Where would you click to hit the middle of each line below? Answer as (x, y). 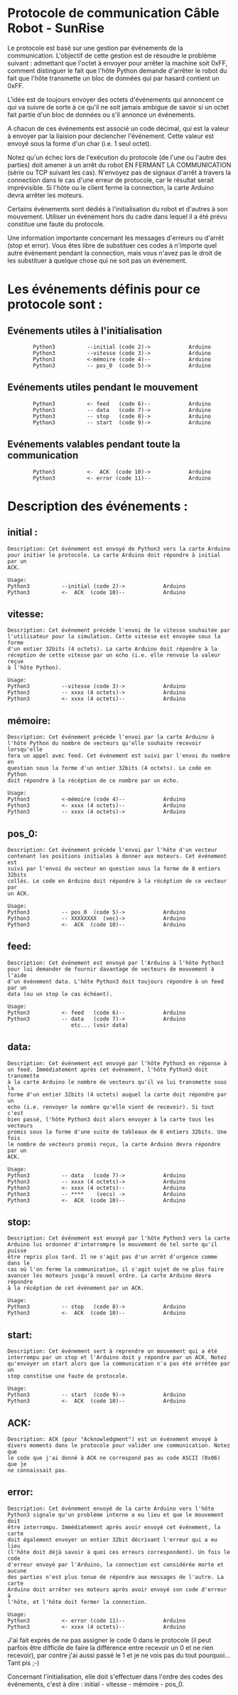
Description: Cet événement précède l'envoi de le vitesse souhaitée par (119, 630)
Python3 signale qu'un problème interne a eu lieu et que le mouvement (115, 1515)
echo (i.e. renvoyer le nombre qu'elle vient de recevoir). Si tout (111, 1107)
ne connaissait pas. (38, 1471)
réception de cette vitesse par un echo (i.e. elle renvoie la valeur (114, 655)
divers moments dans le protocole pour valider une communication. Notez (119, 1446)
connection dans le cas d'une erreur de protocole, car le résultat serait (111, 180)
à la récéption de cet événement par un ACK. (76, 1288)
